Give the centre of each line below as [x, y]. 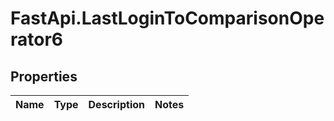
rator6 [37, 39]
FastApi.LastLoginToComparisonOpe [167, 18]
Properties [44, 76]
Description [116, 104]
